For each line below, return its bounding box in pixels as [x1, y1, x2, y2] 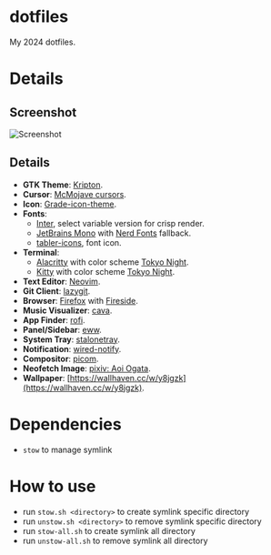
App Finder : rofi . [22, 314, 85, 325]
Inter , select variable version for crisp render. [35, 217, 205, 228]
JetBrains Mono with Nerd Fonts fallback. [35, 227, 192, 238]
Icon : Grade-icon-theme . [22, 198, 117, 209]
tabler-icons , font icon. [35, 237, 122, 247]
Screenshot [9, 105, 77, 120]
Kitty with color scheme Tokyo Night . [35, 266, 176, 277]
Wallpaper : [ [22, 372, 71, 383]
